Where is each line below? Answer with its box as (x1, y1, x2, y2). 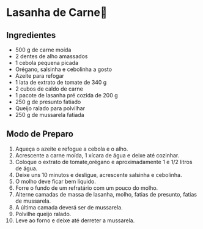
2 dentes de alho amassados (15, 53, 88, 60)
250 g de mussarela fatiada (15, 111, 84, 118)
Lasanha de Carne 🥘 (6, 6, 108, 20)
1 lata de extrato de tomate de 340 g (15, 79, 107, 86)
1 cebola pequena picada (15, 59, 78, 66)
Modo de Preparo (6, 129, 73, 140)
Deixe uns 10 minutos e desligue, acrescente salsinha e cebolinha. (15, 171, 182, 178)
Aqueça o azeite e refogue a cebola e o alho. (15, 145, 128, 152)
